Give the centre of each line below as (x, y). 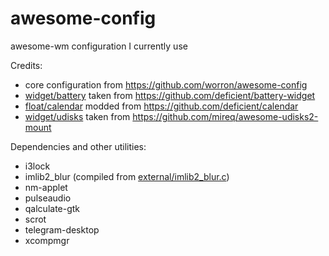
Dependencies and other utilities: (78, 146)
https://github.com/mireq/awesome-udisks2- (225, 116)
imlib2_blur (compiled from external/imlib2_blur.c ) (127, 176)
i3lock (37, 166)
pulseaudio (48, 198)
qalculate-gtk (52, 208)
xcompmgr (47, 240)
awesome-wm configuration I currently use (99, 46)
